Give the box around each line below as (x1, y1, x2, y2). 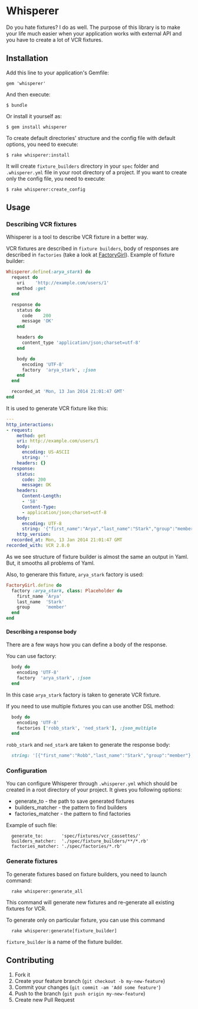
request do (11, 275, 38, 281)
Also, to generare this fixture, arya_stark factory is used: (6, 571, 144, 578)
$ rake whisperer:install (6, 152, 70, 158)
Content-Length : (21, 493, 62, 499)
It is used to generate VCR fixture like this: (6, 405, 108, 412)
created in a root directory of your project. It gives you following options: (6, 786, 182, 793)
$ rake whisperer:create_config (6, 186, 85, 193)
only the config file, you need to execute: (6, 175, 106, 182)
